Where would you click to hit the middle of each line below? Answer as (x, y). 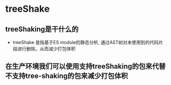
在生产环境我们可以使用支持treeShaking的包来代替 (86, 66)
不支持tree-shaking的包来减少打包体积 (67, 76)
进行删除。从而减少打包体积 (46, 49)
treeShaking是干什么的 (42, 29)
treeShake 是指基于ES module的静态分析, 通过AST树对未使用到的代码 (86, 42)
